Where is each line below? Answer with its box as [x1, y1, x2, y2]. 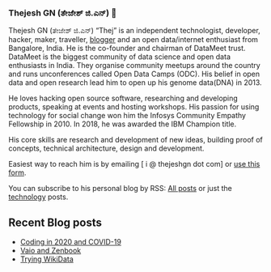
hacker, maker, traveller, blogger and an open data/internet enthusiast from [8, 35, 259, 45]
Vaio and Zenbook [19, 246, 82, 256]
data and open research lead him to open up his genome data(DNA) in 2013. [8, 78, 262, 87]
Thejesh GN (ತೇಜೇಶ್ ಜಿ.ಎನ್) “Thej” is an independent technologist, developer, [8, 26, 260, 36]
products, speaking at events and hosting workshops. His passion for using [8, 102, 260, 112]
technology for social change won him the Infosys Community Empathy [8, 111, 247, 121]
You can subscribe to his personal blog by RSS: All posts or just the [8, 184, 233, 193]
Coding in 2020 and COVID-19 [19, 237, 121, 247]
